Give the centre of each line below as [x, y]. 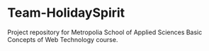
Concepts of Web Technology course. [63, 39]
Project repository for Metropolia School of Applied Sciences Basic [105, 32]
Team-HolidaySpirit [66, 13]
